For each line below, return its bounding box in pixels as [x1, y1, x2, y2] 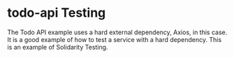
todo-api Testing [7, 5, 106, 21]
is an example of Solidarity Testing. [7, 43, 108, 51]
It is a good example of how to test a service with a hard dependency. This [7, 35, 222, 43]
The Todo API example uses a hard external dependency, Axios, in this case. [7, 28, 228, 36]
